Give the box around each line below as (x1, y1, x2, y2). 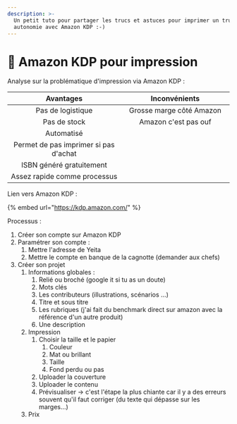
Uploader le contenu (38, 380, 99, 389)
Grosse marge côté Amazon (129, 106, 222, 116)
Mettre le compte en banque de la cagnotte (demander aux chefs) (28, 253, 220, 261)
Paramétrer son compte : (17, 238, 90, 247)
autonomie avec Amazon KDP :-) (13, 23, 106, 30)
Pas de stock (42, 117, 86, 127)
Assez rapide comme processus (11, 172, 118, 182)
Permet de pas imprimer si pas (13, 140, 115, 150)
